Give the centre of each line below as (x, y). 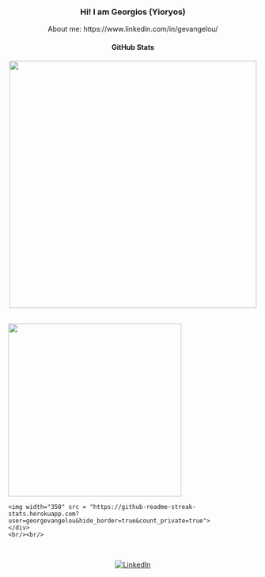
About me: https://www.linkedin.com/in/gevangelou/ (133, 29)
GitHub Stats (133, 47)
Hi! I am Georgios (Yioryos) (133, 12)
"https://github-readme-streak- (143, 507)
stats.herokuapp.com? (44, 514)
